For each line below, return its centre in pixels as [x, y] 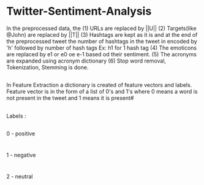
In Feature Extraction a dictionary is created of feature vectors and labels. [99, 85]
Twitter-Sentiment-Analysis [79, 11]
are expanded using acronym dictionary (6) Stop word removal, [86, 61]
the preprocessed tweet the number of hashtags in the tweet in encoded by [102, 41]
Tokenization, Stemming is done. [47, 67]
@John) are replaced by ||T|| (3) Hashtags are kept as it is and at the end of [102, 34]
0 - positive [21, 134]
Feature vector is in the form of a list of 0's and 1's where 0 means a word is [102, 92]
